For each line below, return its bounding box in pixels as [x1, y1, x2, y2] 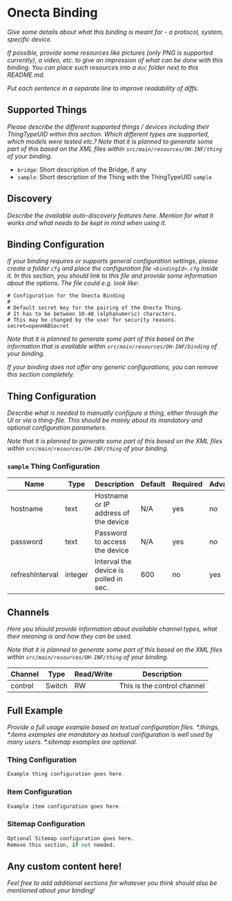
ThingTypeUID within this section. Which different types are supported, [7, 130, 210, 138]
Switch [45, 681, 68, 690]
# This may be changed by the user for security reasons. [7, 316, 177, 323]
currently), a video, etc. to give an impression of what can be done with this [7, 55, 223, 64]
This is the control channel [119, 681, 205, 690]
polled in [95, 574, 123, 584]
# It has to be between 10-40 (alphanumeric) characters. [7, 310, 177, 318]
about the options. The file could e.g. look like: [7, 279, 139, 287]
